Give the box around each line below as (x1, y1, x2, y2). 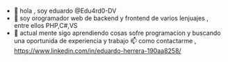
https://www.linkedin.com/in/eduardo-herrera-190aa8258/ (13, 47, 182, 55)
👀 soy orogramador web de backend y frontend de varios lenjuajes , (13, 14, 209, 22)
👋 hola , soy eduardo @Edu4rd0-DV (13, 7, 117, 15)
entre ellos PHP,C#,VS (13, 22, 78, 29)
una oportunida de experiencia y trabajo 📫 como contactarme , (13, 37, 197, 45)
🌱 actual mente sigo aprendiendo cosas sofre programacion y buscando (13, 29, 221, 37)
